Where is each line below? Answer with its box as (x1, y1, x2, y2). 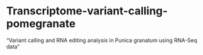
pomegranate (6, 17, 76, 30)
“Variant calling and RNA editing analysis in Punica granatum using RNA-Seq (6, 36, 198, 44)
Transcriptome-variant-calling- (6, 4, 168, 18)
